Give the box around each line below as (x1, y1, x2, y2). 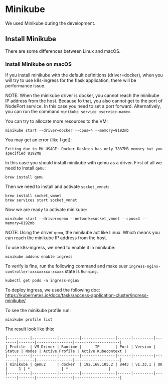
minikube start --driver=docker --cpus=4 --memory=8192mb (5, 128, 129, 133)
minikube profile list (5, 317, 53, 322)
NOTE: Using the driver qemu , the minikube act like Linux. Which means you (5, 230, 160, 236)
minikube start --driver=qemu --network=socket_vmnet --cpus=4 (5, 216, 140, 222)
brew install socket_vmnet (5, 194, 62, 199)
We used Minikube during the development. (5, 20, 96, 26)
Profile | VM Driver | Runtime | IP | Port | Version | (10, 344, 156, 350)
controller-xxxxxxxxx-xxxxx (5, 269, 64, 274)
